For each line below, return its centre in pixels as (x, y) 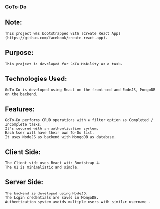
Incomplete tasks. (24, 125)
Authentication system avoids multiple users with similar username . (78, 202)
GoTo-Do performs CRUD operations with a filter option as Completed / (79, 120)
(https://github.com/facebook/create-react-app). (56, 38)
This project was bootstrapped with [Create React (57, 33)
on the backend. (21, 94)
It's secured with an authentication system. (52, 129)
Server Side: (24, 182)
